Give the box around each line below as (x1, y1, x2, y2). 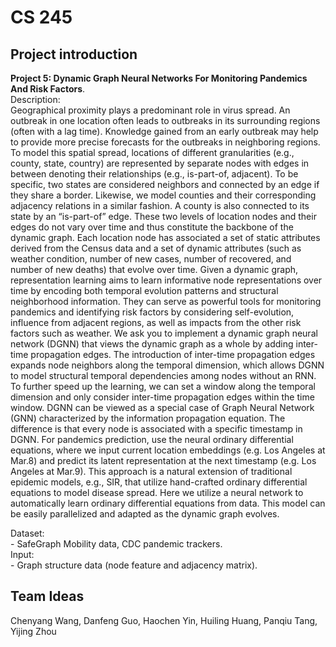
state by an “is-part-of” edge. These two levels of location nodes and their (10, 211, 317, 222)
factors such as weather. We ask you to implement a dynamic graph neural (10, 327, 318, 339)
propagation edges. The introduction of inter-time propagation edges (30, 349, 316, 360)
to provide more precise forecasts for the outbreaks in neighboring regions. (10, 136, 321, 148)
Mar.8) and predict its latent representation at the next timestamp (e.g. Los (10, 455, 317, 466)
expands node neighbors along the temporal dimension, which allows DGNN (10, 359, 325, 371)
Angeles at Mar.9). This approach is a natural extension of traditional (10, 466, 293, 477)
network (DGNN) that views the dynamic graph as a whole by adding (10, 338, 294, 350)
